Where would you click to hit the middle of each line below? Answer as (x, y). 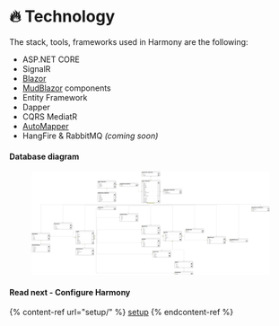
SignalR (36, 68)
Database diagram (44, 156)
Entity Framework (55, 97)
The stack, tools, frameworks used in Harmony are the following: (129, 41)
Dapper (36, 107)
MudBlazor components (67, 88)
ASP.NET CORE (51, 59)
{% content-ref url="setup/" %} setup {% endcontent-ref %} (122, 313)
